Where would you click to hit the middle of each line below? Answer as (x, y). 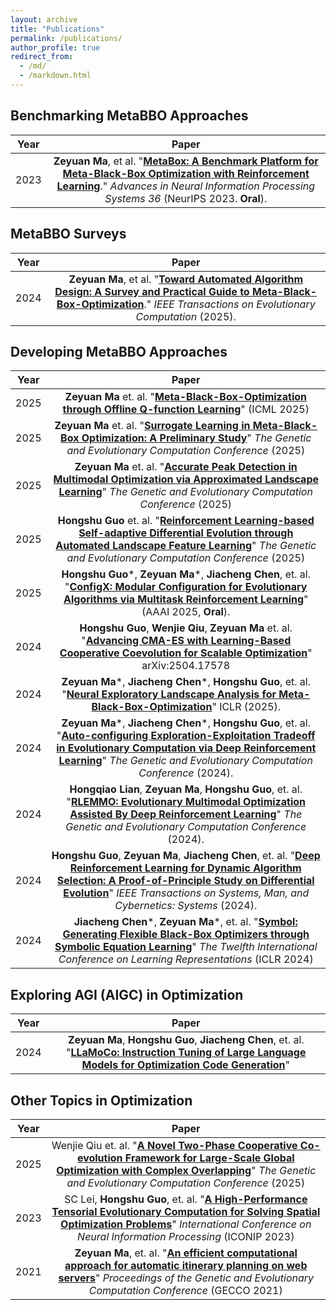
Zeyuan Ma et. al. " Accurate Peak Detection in (186, 467)
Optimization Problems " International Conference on (186, 1224)
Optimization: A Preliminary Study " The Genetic (196, 438)
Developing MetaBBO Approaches (119, 351)
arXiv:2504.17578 (186, 666)
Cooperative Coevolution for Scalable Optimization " (186, 653)
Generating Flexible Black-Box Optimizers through (186, 934)
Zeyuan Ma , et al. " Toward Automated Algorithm (185, 279)
